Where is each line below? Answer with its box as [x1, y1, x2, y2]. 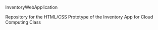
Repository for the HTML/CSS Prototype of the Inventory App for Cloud [5, 14, 153, 19]
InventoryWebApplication [5, 4, 58, 10]
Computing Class [5, 19, 41, 25]
